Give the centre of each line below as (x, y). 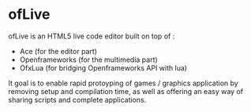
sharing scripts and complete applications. (77, 99)
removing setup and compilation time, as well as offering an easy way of (126, 91)
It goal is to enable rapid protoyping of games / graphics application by (123, 83)
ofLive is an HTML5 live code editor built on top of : (92, 36)
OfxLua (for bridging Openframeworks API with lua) (103, 67)
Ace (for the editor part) (58, 51)
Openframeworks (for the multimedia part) (88, 60)
